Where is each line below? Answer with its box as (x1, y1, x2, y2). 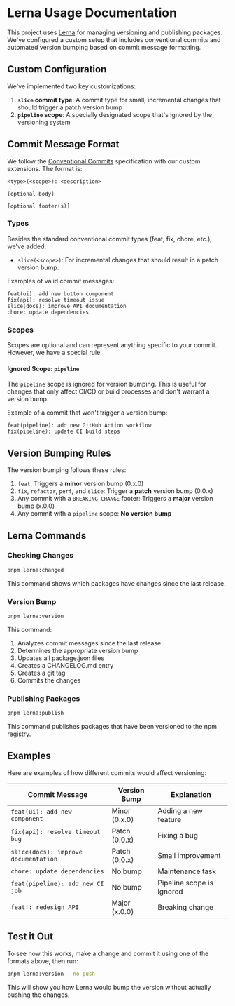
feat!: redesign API (10, 903, 79, 911)
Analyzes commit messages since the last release (17, 638, 162, 647)
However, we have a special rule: (7, 349, 103, 357)
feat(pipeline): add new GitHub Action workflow (7, 422, 152, 429)
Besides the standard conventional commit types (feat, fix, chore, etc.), (7, 234, 212, 243)
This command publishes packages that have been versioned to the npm (7, 723, 218, 731)
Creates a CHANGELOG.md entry (17, 661, 114, 669)
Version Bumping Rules (7, 447, 112, 459)
